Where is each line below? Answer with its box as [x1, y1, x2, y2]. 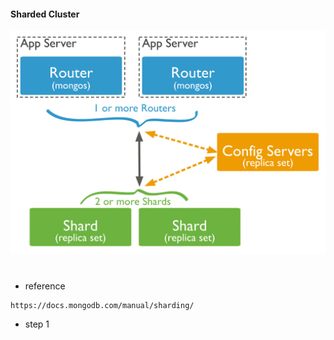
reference [24, 280, 66, 292]
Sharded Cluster [10, 8, 80, 20]
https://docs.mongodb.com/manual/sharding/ [10, 300, 195, 310]
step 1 [24, 318, 50, 330]
